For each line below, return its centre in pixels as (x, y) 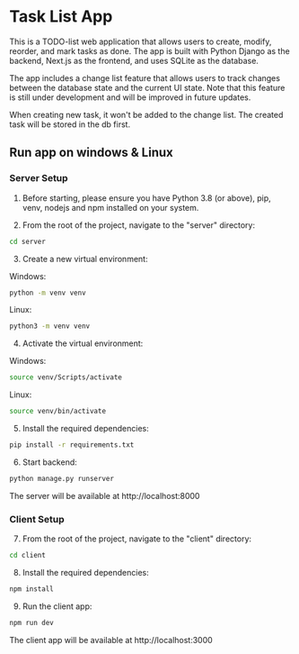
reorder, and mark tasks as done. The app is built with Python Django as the (149, 50)
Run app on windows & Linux (91, 153)
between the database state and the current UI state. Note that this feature (147, 87)
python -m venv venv (48, 293)
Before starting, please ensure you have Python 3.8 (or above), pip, (146, 198)
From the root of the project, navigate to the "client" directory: (137, 539)
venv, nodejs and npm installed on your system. (110, 207)
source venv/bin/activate (57, 412)
